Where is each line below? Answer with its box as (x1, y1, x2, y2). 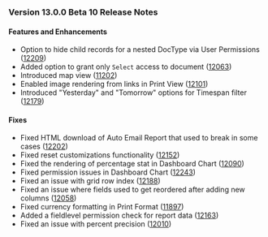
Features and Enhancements (8, 27, 108, 37)
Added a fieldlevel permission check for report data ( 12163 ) (19, 210, 219, 221)
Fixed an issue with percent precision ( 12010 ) (19, 219, 172, 229)
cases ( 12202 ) (19, 141, 69, 152)
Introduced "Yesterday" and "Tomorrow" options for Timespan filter (19, 88, 248, 97)
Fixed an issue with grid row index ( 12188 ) (19, 176, 161, 186)
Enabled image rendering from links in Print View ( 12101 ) (19, 80, 209, 89)
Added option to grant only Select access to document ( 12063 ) (19, 62, 232, 71)
